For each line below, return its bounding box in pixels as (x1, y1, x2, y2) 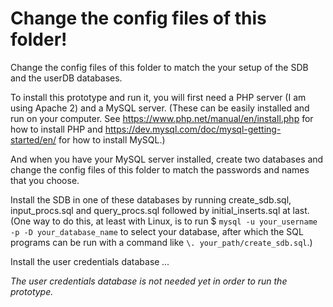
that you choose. (10, 174, 80, 186)
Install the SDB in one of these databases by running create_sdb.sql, (10, 193, 292, 206)
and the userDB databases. (10, 72, 123, 84)
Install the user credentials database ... (10, 255, 170, 267)
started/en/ (10, 133, 57, 146)
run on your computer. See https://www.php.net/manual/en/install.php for (10, 112, 314, 124)
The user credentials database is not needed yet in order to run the (10, 275, 288, 287)
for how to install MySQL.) (58, 133, 166, 146)
